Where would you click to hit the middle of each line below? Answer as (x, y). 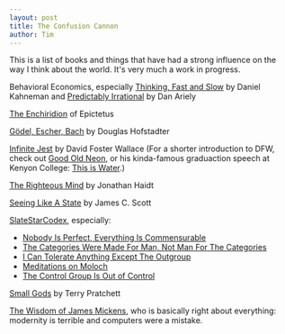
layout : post (34, 18)
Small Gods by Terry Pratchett (65, 293)
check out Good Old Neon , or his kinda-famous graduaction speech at (139, 158)
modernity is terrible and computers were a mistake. (106, 320)
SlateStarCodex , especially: (60, 221)
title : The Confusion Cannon (64, 26)
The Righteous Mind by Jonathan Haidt (82, 185)
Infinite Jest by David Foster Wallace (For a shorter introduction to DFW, (142, 149)
